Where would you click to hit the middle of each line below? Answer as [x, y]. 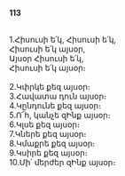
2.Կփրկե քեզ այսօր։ [50, 87]
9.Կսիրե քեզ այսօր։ [49, 153]
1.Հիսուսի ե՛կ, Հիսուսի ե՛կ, [63, 40]
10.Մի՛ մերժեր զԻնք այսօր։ [62, 162]
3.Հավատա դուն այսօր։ [58, 96]
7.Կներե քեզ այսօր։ [48, 134]
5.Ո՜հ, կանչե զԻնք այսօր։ [60, 115]
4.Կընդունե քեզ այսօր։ [55, 105]
